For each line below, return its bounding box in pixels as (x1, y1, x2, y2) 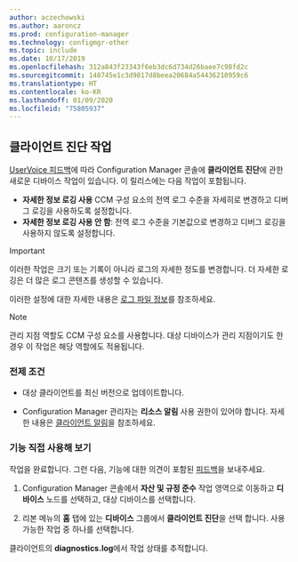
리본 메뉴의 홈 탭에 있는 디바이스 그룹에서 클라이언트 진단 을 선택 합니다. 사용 (21, 512, 286, 523)
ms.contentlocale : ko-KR (9, 87, 101, 96)
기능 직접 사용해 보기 (9, 442, 92, 454)
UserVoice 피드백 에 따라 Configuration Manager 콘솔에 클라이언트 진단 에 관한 (9, 165, 284, 175)
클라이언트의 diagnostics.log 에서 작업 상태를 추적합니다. (9, 542, 209, 553)
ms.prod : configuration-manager (9, 29, 129, 38)
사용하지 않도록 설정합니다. (21, 228, 116, 238)
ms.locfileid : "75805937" (9, 104, 105, 113)
